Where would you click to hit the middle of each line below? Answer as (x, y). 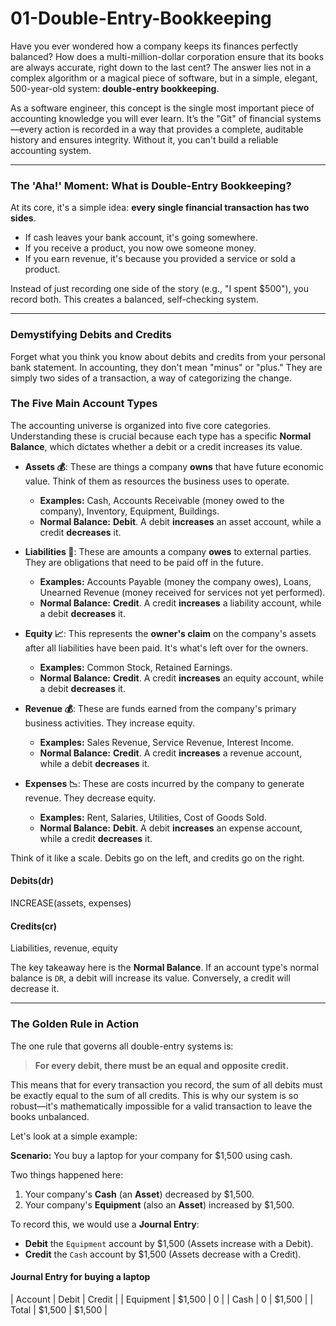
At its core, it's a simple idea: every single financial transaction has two (160, 208)
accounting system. (51, 150)
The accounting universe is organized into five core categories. (141, 425)
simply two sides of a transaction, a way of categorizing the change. (151, 378)
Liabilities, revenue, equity (64, 948)
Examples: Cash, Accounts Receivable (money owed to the (162, 500)
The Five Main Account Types (84, 404)
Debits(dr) (32, 881)
